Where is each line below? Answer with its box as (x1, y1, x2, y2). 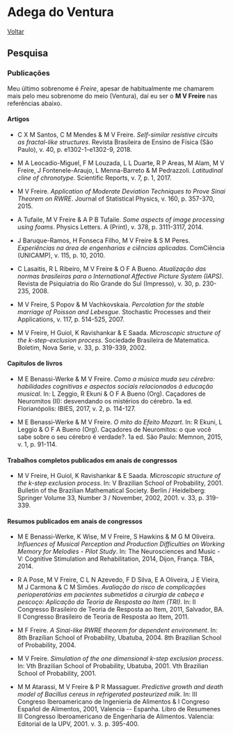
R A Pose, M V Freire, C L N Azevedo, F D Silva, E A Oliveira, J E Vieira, (17, 575, 220, 584)
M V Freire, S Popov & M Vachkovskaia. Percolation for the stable (17, 300, 205, 309)
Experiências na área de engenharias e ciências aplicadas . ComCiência (17, 243, 225, 252)
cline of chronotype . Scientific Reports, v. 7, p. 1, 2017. (17, 173, 172, 182)
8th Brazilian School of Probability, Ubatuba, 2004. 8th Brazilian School (17, 633, 222, 642)
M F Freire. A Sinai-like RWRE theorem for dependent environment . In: (17, 626, 218, 635)
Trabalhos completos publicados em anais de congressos (7, 456, 177, 464)
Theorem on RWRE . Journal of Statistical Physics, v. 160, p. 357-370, (17, 194, 215, 203)
